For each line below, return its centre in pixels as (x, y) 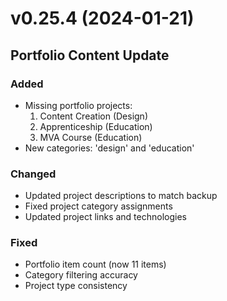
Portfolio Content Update (90, 55)
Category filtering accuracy (81, 275)
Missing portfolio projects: (78, 105)
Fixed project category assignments (98, 206)
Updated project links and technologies (105, 217)
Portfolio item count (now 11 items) (95, 264)
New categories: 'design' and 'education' (109, 148)
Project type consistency (76, 286)
